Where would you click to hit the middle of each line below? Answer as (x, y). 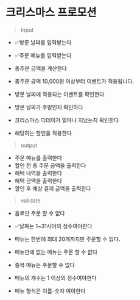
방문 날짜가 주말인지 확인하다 (49, 107)
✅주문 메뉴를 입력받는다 (43, 55)
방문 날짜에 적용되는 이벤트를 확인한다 (59, 94)
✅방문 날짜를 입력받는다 (43, 42)
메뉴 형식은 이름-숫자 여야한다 (50, 291)
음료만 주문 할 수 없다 (40, 213)
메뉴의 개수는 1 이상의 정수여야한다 (55, 277)
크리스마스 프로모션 (51, 12)
